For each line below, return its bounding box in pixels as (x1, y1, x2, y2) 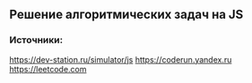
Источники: (9, 34, 64, 46)
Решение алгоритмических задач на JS (9, 7, 244, 22)
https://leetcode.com (9, 63, 87, 74)
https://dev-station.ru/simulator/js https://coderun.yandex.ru (9, 54, 232, 65)
